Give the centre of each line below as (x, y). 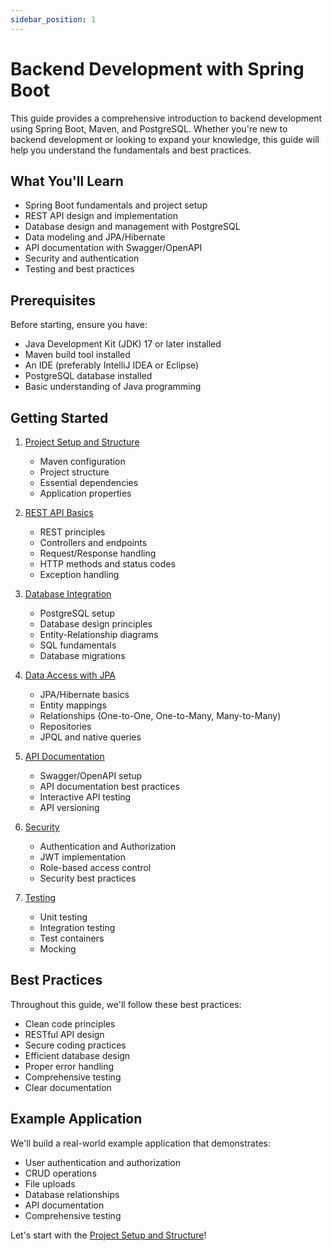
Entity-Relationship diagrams (99, 634)
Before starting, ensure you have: (79, 325)
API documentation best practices (109, 786)
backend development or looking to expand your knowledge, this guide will (165, 139)
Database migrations (82, 655)
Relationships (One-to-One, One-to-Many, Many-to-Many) (160, 715)
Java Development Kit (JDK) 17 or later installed (123, 344)
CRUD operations (60, 1173)
